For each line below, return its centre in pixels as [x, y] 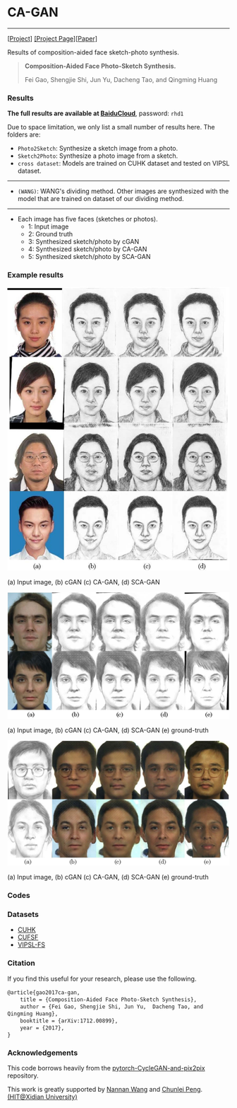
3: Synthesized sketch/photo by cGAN [84, 242]
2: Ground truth [50, 234]
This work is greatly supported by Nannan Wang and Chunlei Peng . [105, 1089]
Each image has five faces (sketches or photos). [87, 219]
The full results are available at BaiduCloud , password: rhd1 [96, 113]
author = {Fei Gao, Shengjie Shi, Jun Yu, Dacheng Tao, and [111, 1006]
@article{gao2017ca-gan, [44, 992]
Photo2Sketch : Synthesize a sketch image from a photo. [98, 149]
